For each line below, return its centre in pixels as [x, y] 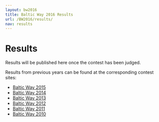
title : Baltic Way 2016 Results [39, 15]
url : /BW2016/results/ [29, 19]
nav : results [19, 24]
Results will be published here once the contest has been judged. [73, 63]
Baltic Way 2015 [29, 87]
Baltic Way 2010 [29, 114]
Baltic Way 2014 [29, 93]
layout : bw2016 [21, 10]
